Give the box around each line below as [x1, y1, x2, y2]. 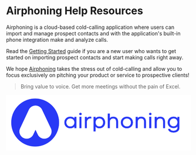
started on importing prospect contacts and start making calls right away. [6, 54, 184, 61]
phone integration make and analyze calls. [6, 36, 109, 43]
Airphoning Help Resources [6, 4, 144, 18]
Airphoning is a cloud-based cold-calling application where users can [6, 24, 175, 31]
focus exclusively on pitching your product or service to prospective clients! [6, 71, 190, 78]
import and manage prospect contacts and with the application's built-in [6, 29, 181, 37]
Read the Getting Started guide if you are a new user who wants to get [6, 47, 177, 54]
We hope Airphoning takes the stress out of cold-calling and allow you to [6, 65, 183, 72]
